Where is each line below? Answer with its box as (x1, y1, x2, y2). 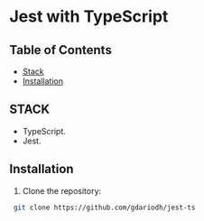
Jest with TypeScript (9, 6, 169, 27)
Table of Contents (9, 42, 113, 58)
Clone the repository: (22, 185, 102, 196)
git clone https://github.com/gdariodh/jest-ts (13, 203, 196, 212)
